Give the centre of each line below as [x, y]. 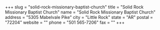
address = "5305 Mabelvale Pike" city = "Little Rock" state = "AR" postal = [79, 17]
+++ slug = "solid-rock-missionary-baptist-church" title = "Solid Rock [74, 7]
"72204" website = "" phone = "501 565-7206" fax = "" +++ [65, 22]
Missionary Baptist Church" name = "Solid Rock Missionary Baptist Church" [80, 12]
